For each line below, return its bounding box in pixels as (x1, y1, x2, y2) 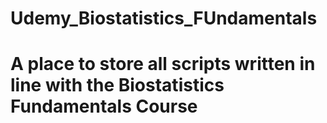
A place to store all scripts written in (10, 53, 316, 76)
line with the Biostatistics (10, 74, 225, 97)
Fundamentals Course (10, 95, 198, 118)
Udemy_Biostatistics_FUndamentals (10, 7, 318, 30)
